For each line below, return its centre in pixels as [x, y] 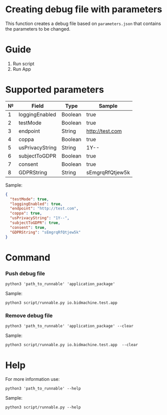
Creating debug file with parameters [84, 9]
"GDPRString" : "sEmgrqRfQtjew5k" [45, 232]
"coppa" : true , [26, 213]
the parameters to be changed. [38, 29]
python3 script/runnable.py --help [43, 407]
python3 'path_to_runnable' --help [43, 388]
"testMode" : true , [30, 199]
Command [28, 257]
